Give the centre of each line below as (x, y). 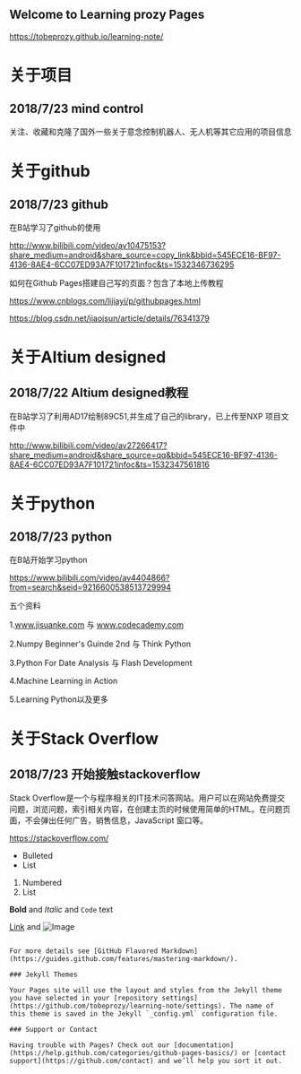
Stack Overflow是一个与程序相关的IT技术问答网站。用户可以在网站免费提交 (147, 798)
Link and (25, 926)
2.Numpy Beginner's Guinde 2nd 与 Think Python (100, 644)
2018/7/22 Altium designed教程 (99, 393)
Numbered (42, 882)
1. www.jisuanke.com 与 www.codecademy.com (97, 624)
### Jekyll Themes (43, 974)
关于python (52, 503)
